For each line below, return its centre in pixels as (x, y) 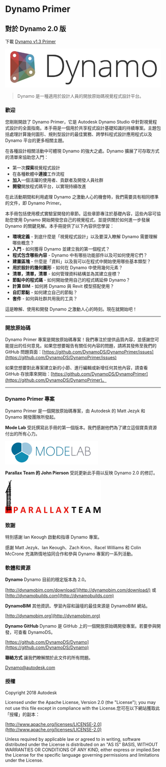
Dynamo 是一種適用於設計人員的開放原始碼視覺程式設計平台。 (81, 96)
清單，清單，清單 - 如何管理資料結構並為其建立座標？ (66, 274)
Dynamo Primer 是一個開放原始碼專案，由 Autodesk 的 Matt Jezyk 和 (75, 411)
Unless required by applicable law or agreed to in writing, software (73, 739)
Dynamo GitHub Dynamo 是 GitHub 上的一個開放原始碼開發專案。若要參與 (81, 626)
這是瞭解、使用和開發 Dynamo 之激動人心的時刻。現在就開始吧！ (71, 309)
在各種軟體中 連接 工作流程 (38, 174)
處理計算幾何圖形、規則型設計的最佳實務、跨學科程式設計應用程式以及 (81, 134)
